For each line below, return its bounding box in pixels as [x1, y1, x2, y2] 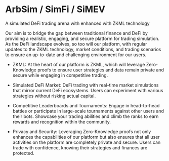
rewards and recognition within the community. [12, 118, 111, 125]
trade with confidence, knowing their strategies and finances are [12, 144, 148, 150]
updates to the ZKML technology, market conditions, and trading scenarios [5, 46, 161, 52]
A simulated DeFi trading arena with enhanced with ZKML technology [5, 20, 150, 26]
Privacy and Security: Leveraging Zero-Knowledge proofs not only [12, 128, 151, 135]
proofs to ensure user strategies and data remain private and [37, 67, 164, 73]
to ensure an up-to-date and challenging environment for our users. [5, 52, 147, 58]
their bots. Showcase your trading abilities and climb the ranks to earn [12, 113, 159, 119]
